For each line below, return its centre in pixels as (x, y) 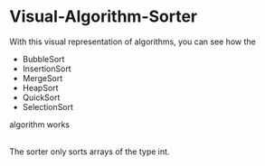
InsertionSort (47, 69)
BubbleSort (43, 59)
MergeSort (43, 78)
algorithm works (40, 124)
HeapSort (40, 88)
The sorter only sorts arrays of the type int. (90, 152)
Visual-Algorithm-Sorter (103, 17)
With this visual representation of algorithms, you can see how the (132, 41)
